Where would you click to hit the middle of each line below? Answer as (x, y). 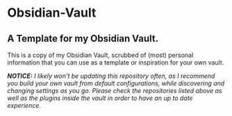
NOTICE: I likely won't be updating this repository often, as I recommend (111, 76)
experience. (24, 105)
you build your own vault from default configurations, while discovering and (116, 83)
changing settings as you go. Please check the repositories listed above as (115, 91)
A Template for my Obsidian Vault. (83, 39)
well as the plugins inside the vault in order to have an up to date (100, 98)
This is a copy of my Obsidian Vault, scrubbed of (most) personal (100, 55)
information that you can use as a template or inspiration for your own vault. (116, 63)
